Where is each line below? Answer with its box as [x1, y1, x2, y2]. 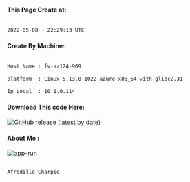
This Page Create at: [7, 6, 67, 14]
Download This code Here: [7, 103, 85, 111]
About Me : [7, 134, 40, 142]
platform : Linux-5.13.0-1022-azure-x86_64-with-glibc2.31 [7, 76, 184, 83]
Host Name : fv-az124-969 [7, 63, 81, 70]
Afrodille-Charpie [7, 169, 60, 176]
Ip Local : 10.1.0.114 [7, 88, 76, 95]
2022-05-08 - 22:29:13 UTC [7, 27, 85, 34]
